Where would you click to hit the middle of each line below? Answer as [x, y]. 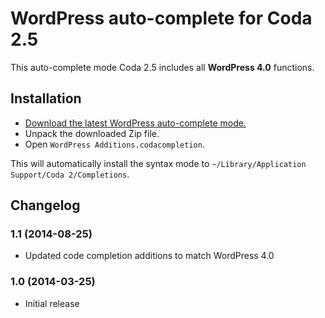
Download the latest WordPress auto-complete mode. [135, 123]
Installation [46, 98]
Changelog [45, 205]
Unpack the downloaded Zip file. [92, 133]
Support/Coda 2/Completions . [70, 174]
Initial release [52, 303]
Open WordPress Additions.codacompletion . [114, 144]
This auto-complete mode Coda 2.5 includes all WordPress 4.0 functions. [162, 67]
